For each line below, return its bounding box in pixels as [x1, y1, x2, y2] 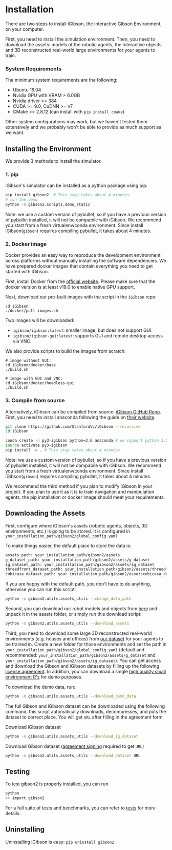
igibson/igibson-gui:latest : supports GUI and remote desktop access [12, 333, 163, 339]
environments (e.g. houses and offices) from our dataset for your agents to [5, 635, 164, 641]
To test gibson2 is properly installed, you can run [5, 781, 109, 787]
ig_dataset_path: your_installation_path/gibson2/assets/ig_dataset [5, 562, 155, 567]
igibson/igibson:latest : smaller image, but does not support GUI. [12, 327, 153, 333]
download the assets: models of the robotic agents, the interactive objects [5, 41, 162, 47]
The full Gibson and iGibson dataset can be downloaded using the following [5, 703, 165, 709]
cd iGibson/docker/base [5, 363, 56, 368]
